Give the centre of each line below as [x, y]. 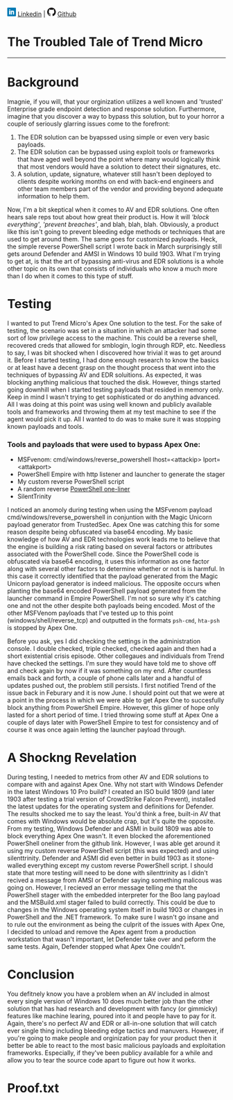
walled [17, 865]
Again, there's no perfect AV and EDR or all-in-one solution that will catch [112, 1023]
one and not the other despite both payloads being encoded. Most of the [111, 606]
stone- [205, 858]
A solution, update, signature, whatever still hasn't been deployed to [114, 174]
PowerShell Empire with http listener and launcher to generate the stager [121, 474]
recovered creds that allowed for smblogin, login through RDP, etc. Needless [116, 345]
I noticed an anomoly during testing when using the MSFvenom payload [110, 510]
